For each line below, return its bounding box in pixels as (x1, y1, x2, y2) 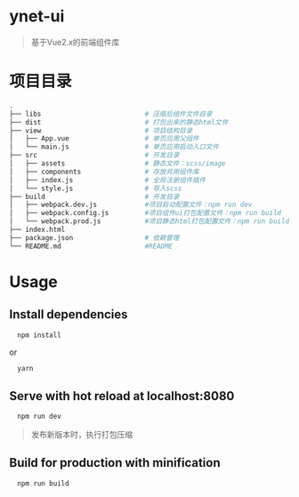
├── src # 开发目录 (9, 151, 180, 160)
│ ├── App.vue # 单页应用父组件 (9, 134, 199, 143)
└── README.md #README (9, 242, 174, 251)
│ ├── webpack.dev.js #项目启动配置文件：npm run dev (9, 200, 253, 210)
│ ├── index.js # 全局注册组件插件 (9, 175, 206, 184)
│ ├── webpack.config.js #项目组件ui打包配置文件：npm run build (9, 209, 282, 218)
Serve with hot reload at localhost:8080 (9, 389, 235, 404)
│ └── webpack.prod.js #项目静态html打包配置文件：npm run (9, 217, 266, 226)
